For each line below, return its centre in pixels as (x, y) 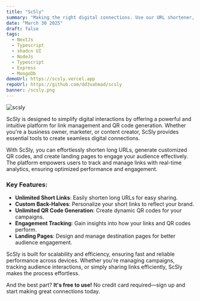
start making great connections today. (53, 291)
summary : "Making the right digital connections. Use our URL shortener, (101, 17)
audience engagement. (44, 243)
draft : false (23, 29)
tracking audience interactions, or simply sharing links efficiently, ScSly (95, 267)
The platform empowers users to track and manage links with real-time (94, 163)
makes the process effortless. (43, 273)
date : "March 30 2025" (35, 23)
